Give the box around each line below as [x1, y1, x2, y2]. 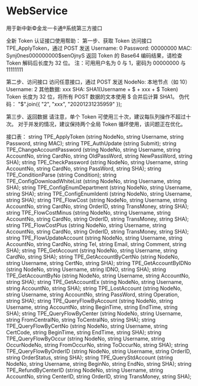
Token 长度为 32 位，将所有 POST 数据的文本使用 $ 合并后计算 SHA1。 [6, 93, 178, 100]
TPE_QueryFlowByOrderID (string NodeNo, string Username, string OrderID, [6, 347, 191, 355]
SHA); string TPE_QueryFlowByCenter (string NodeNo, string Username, [6, 310, 183, 317]
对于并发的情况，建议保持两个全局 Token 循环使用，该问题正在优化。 [17, 120, 186, 127]
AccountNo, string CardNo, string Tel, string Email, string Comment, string [6, 240, 187, 247]
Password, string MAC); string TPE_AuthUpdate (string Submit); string [6, 139, 177, 146]
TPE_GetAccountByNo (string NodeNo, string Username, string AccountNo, [6, 272, 190, 279]
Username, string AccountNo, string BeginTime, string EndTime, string [6, 304, 178, 311]
